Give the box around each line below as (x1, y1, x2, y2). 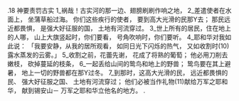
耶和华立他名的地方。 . (79, 86, 146, 95)
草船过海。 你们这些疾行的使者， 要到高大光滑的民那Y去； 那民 (40, 15, 225, 23)
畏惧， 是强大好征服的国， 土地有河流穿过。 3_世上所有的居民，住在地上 (19, 24, 231, 32)
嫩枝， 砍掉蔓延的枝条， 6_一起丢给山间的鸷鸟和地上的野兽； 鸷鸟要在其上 (7, 60, 225, 68)
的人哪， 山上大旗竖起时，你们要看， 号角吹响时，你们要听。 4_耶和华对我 (7, 33, 225, 41)
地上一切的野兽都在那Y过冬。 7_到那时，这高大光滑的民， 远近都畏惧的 (21, 68, 228, 77)
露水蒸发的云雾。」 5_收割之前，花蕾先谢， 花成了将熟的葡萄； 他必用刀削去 (7, 51, 228, 59)
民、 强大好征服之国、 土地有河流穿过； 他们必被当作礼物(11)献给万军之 (7, 78, 216, 85)
